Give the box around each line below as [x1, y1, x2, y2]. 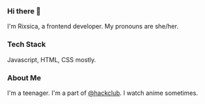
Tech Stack [7, 40, 47, 50]
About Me [7, 73, 42, 82]
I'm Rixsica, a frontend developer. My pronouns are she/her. [7, 22, 179, 31]
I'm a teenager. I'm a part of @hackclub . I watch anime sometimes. [7, 89, 198, 97]
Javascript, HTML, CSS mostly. [7, 55, 97, 64]
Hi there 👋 [7, 6, 42, 16]
